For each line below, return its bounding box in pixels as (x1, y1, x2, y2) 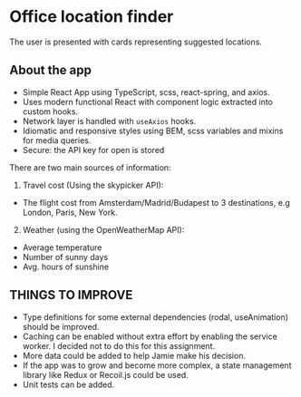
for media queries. (22, 134, 92, 146)
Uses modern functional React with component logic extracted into (22, 96, 274, 107)
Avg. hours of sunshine (22, 261, 110, 272)
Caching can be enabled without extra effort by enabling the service (22, 331, 278, 342)
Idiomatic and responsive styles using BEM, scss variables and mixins (22, 125, 284, 136)
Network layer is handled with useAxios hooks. (22, 115, 197, 126)
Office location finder (9, 6, 174, 27)
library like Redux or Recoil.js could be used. (22, 369, 189, 380)
